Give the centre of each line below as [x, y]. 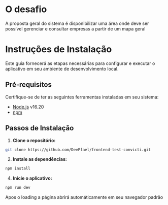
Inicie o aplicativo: [32, 178]
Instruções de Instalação [59, 49]
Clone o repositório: [34, 140]
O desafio [26, 9]
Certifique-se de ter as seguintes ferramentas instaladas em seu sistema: [82, 97]
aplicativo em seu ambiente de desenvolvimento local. [62, 69]
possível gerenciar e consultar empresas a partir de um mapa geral [75, 28]
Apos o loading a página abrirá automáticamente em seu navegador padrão [84, 197]
